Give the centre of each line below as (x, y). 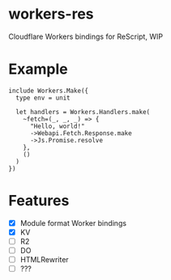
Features (39, 201)
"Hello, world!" (57, 126)
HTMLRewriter (44, 260)
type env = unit (43, 98)
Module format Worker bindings (73, 223)
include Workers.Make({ (49, 91)
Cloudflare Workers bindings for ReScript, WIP (86, 36)
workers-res (51, 14)
